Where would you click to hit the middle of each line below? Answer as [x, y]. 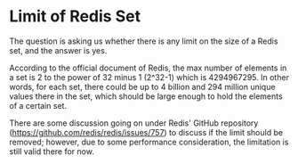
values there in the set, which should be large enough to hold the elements [146, 96]
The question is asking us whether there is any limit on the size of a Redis [144, 41]
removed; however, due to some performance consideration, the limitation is [149, 142]
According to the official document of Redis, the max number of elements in [148, 68]
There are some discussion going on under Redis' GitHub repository [134, 123]
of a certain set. [38, 105]
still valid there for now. [52, 151]
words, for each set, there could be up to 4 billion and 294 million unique [142, 86]
